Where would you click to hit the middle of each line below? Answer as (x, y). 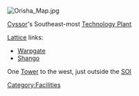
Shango (28, 58)
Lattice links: (25, 37)
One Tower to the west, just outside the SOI (69, 71)
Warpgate (31, 51)
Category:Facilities (34, 85)
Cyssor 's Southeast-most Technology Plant (69, 24)
